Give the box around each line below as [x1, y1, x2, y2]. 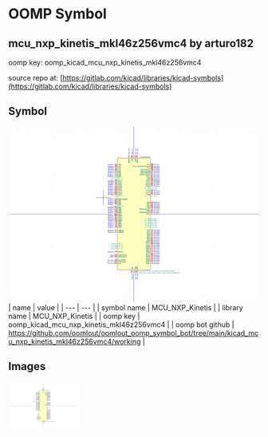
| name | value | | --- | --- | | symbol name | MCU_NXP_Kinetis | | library [8, 302, 243, 312]
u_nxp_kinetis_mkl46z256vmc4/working [8, 337, 141, 346]
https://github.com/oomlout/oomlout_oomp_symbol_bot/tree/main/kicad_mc [8, 328, 259, 337]
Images [8, 360, 46, 373]
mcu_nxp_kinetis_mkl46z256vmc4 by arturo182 [8, 37, 254, 50]
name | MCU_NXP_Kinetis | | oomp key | [8, 311, 140, 321]
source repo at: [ [8, 73, 63, 82]
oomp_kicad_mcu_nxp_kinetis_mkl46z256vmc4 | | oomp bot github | [8, 320, 235, 329]
